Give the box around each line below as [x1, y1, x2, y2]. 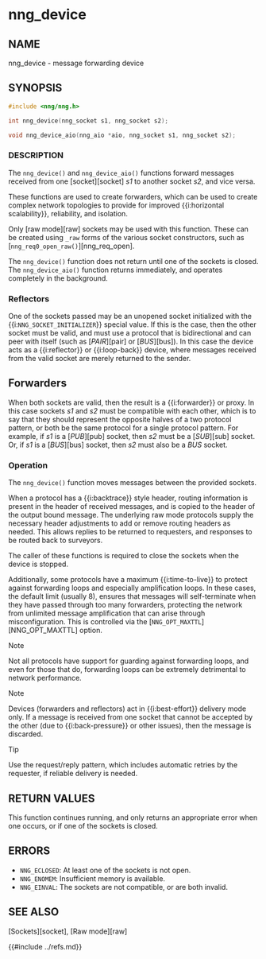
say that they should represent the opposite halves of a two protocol [8, 414, 232, 424]
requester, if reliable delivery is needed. [8, 769, 138, 778]
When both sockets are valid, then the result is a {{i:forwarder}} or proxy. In [8, 398, 255, 407]
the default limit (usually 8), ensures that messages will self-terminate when [8, 592, 256, 601]
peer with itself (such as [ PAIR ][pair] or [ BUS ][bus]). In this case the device [8, 336, 254, 347]
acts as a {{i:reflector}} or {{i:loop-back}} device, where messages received [8, 345, 256, 355]
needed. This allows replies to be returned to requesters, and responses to [8, 527, 253, 537]
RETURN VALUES [8, 791, 95, 805]
